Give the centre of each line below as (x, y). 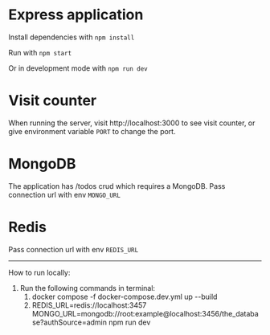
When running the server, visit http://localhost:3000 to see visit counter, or (132, 123)
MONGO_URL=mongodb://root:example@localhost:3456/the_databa (145, 313)
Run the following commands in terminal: (87, 288)
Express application (76, 15)
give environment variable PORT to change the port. (92, 131)
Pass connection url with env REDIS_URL (74, 249)
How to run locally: (39, 272)
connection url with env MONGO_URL (64, 194)
